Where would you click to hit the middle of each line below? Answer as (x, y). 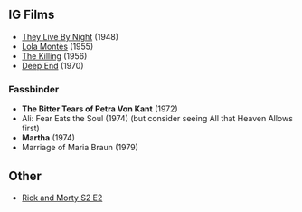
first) (30, 128)
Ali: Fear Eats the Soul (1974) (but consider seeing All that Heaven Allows (157, 119)
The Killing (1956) (54, 56)
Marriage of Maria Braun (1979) (80, 148)
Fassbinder (34, 89)
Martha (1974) (48, 138)
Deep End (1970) (52, 65)
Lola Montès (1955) (57, 46)
